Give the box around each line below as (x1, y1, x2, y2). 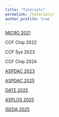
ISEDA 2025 (5, 107, 30, 113)
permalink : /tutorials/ (5, 12, 55, 17)
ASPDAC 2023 (5, 68, 35, 74)
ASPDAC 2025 (5, 78, 35, 84)
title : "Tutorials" (5, 7, 46, 12)
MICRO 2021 (5, 30, 31, 36)
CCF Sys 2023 (5, 49, 35, 55)
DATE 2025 (5, 87, 28, 93)
